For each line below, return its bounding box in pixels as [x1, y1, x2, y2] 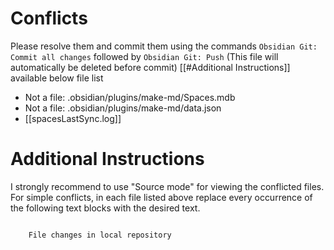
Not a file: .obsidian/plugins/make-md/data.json [24, 102, 222, 114]
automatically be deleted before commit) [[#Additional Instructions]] [10, 61, 291, 73]
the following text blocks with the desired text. [10, 202, 201, 214]
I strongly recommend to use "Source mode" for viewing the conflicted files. [10, 180, 325, 192]
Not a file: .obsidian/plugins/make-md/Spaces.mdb [24, 91, 236, 103]
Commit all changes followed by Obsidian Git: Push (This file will [10, 50, 279, 62]
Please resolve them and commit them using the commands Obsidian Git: [10, 40, 318, 52]
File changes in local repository [28, 230, 172, 240]
